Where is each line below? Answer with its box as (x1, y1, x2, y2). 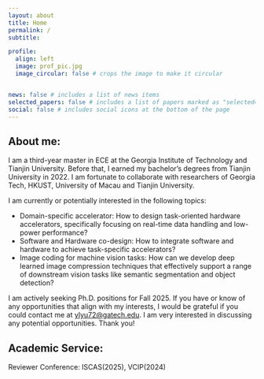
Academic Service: (8, 341, 104, 355)
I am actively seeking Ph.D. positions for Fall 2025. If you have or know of (8, 293, 246, 303)
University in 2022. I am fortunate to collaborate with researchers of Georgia (8, 173, 255, 182)
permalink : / (8, 26, 51, 34)
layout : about (8, 11, 55, 20)
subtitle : (8, 33, 41, 42)
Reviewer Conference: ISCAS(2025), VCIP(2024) (8, 362, 167, 371)
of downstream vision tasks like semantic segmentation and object (19, 269, 236, 280)
